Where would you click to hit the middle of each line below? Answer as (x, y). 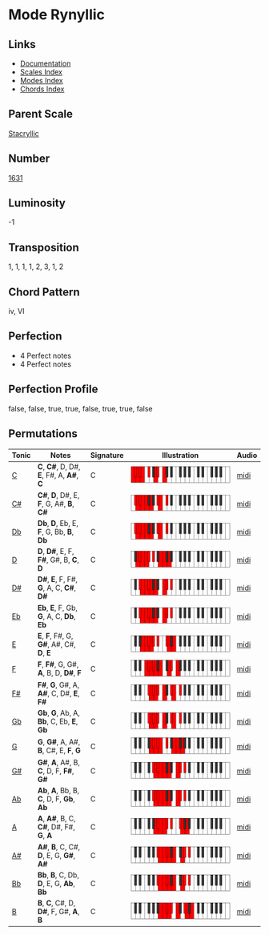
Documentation (45, 63)
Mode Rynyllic (57, 15)
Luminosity (37, 203)
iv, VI (17, 311)
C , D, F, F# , (56, 771)
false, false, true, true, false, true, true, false (81, 408)
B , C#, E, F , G (59, 751)
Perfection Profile (53, 389)
